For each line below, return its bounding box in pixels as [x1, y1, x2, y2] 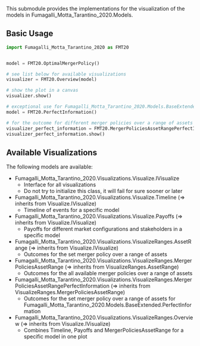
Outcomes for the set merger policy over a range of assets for [23, 295, 176, 303]
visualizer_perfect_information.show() [6, 131, 105, 137]
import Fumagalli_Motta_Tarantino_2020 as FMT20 [6, 44, 129, 50]
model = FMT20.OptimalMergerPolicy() [6, 60, 100, 66]
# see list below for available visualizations [6, 71, 127, 77]
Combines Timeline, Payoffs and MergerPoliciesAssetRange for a [23, 327, 184, 334]
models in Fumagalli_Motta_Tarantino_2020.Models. [6, 11, 133, 18]
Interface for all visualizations [23, 181, 96, 188]
